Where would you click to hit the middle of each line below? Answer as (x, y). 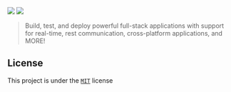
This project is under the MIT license (60, 80)
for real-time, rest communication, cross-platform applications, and (124, 33)
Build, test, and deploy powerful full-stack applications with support (124, 26)
